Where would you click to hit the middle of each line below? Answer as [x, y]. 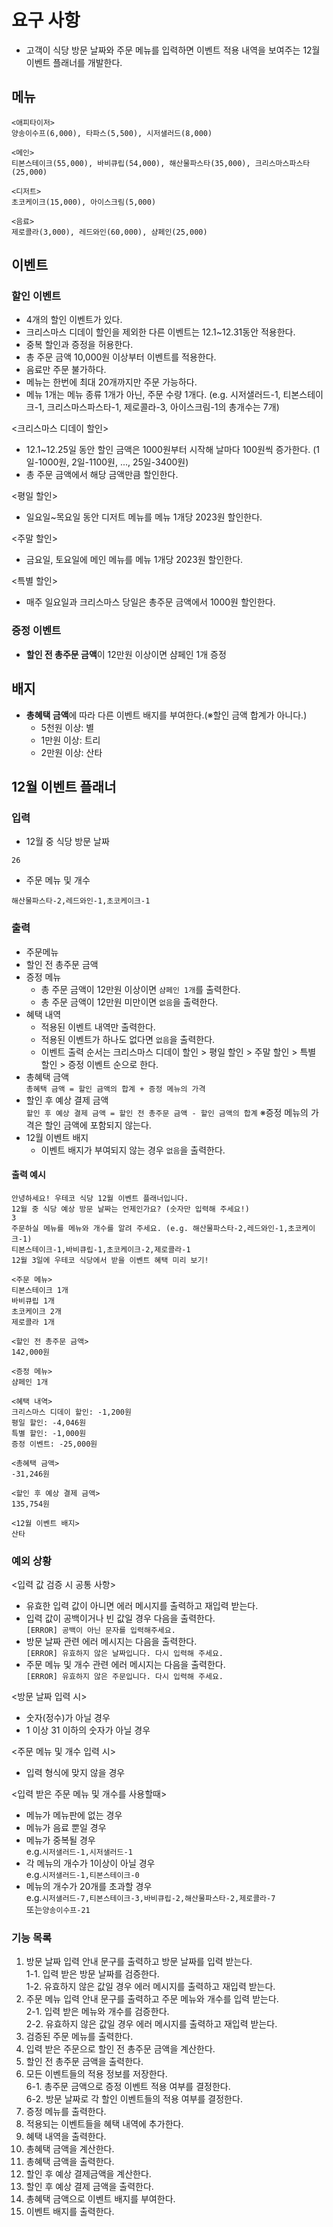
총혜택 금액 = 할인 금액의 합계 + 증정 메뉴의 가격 [115, 1089]
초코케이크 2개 [36, 1311]
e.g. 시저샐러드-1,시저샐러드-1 [79, 1852]
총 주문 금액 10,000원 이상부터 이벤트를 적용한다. [121, 357]
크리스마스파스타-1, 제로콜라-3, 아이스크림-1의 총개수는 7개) [163, 407]
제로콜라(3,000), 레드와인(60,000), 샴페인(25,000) [109, 232]
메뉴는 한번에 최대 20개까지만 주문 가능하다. [111, 382]
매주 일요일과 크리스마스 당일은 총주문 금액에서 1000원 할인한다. [150, 602]
